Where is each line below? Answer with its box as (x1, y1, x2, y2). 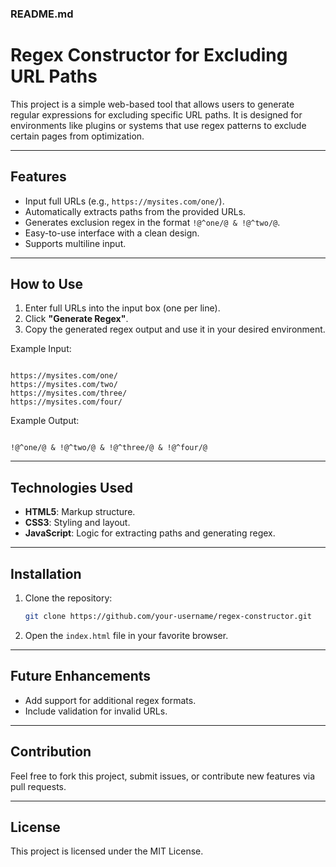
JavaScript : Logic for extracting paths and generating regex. (24, 527, 276, 539)
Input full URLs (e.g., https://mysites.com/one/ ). (24, 195, 225, 207)
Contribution (10, 743, 92, 761)
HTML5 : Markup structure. (24, 506, 136, 518)
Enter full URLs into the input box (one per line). (24, 302, 221, 314)
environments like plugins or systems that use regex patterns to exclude (10, 119, 307, 131)
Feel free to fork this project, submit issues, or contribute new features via (10, 770, 316, 782)
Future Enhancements (10, 668, 152, 685)
